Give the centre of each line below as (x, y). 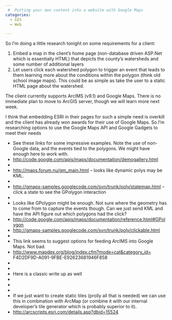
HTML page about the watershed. (49, 86)
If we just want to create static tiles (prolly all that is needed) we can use (89, 296)
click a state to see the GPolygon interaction (59, 192)
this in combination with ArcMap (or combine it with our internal (80, 301)
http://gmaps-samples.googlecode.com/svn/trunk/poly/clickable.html (86, 230)
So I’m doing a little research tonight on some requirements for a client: (80, 44)
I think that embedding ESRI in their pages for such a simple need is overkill (85, 117)
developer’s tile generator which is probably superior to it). (75, 307)
